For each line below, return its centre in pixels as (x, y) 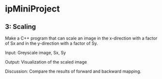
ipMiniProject (32, 9)
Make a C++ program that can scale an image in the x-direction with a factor (81, 38)
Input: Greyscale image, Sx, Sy (36, 53)
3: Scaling (21, 27)
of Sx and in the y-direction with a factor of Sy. (52, 43)
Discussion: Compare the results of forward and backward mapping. (73, 71)
